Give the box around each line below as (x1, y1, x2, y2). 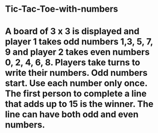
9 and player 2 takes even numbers (5, 46, 150, 58)
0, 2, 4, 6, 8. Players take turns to (5, 57, 140, 68)
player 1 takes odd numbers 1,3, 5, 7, (5, 36, 153, 47)
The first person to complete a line (5, 88, 147, 99)
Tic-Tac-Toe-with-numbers (5, 3, 118, 15)
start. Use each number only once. (5, 78, 147, 89)
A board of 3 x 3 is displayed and (5, 26, 140, 37)
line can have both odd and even (5, 109, 139, 120)
